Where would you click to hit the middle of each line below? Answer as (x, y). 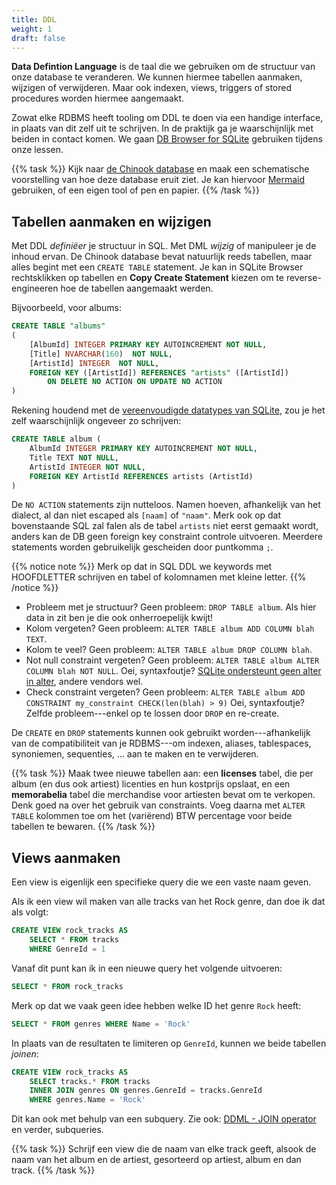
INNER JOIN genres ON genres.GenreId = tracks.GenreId (146, 1091)
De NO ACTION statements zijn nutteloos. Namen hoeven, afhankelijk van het (166, 505)
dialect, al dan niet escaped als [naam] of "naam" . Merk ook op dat (146, 515)
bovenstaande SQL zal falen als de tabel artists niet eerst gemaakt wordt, (165, 526)
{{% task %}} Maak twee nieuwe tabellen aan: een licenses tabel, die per (162, 773)
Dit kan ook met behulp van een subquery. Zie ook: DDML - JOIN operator (164, 1119)
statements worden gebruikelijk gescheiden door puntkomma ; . (142, 547)
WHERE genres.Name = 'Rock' (87, 1100)
